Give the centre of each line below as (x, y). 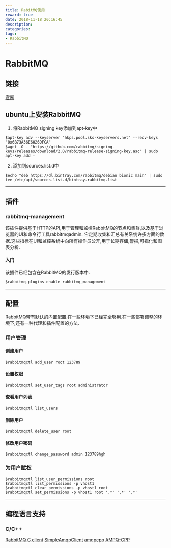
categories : (18, 29)
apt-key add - (20, 156)
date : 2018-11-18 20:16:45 (34, 19)
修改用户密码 (19, 443)
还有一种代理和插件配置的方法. (48, 323)
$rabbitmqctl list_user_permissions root (50, 479)
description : (19, 24)
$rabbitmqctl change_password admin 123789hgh (55, 454)
